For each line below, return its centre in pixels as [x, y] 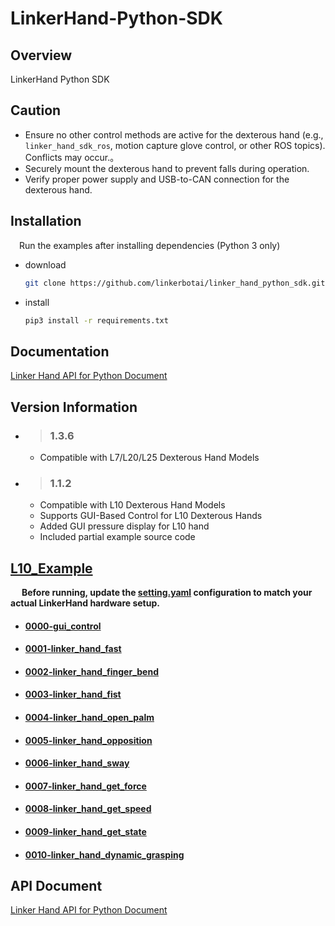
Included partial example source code [117, 537]
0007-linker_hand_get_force [85, 786]
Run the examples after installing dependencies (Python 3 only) [150, 245]
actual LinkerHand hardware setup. [85, 603]
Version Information [74, 407]
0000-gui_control [63, 626]
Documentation [60, 351]
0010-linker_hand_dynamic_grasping [104, 854]
